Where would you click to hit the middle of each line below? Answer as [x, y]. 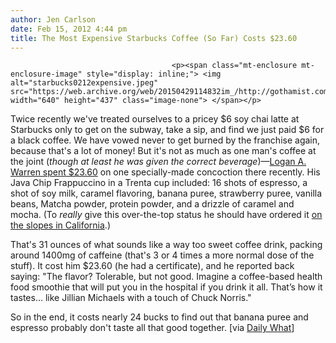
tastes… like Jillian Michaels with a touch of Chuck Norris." [131, 298]
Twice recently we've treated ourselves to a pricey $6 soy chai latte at [155, 119]
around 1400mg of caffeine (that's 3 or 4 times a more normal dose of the [162, 255]
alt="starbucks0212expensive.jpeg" [84, 83]
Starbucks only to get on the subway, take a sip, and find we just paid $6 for [167, 130]
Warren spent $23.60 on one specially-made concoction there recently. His [165, 172]
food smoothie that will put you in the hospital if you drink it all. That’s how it [166, 287]
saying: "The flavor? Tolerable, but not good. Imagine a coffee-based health [166, 277]
